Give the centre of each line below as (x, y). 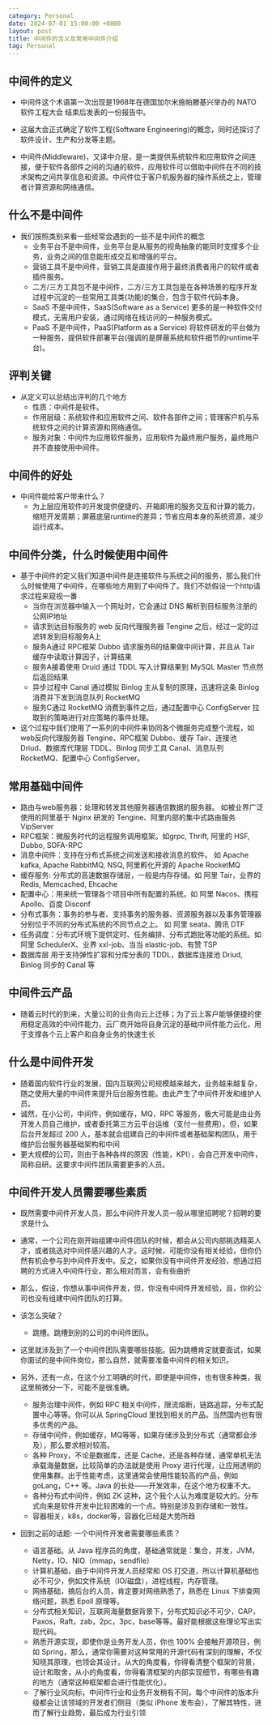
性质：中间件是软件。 (68, 407)
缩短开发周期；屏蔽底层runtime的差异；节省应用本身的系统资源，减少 (148, 516)
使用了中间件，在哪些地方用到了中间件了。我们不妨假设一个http (147, 586)
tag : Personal (32, 46)
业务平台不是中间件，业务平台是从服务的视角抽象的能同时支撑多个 (142, 246)
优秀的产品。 (61, 1425)
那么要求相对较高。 (82, 1445)
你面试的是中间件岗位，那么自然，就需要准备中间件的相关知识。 (126, 1360)
